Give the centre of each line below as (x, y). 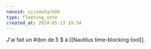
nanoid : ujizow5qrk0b (33, 12)
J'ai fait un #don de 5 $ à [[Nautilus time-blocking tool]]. (76, 40)
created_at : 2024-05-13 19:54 (44, 23)
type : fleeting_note (32, 17)
